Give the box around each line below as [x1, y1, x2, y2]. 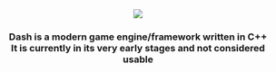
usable [123, 53, 153, 66]
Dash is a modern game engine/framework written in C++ [8, 31, 268, 43]
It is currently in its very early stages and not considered [11, 41, 265, 54]
